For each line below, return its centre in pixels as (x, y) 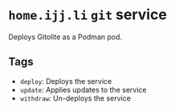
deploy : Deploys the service (66, 81)
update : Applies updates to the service (83, 89)
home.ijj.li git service (87, 15)
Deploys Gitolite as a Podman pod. (65, 37)
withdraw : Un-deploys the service (75, 98)
